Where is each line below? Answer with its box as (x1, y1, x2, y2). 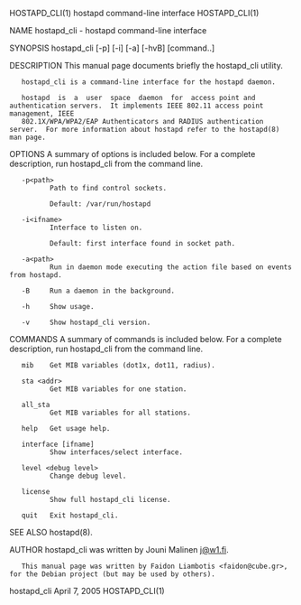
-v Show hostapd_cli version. (21, 318, 151, 327)
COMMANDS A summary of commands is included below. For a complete (9, 334, 282, 344)
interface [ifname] (21, 440, 95, 449)
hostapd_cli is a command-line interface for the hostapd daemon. (21, 78, 277, 87)
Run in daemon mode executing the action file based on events (49, 263, 293, 272)
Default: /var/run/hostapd (49, 200, 151, 209)
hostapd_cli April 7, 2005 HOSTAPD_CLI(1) (9, 586, 165, 596)
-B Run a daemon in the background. (21, 286, 176, 295)
